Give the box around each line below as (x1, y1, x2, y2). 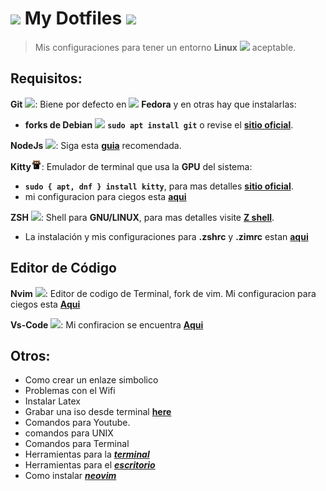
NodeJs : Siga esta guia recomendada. (10, 139, 182, 151)
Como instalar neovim (24, 470, 117, 482)
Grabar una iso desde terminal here (24, 406, 172, 418)
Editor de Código (10, 260, 117, 277)
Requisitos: (10, 70, 83, 87)
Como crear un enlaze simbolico (24, 374, 159, 386)
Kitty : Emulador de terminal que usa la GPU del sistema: (10, 160, 253, 172)
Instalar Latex (24, 395, 81, 407)
